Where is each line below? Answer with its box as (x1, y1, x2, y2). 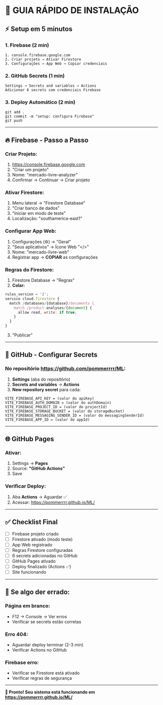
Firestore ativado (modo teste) (12, 536, 73, 542)
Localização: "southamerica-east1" (12, 216, 82, 222)
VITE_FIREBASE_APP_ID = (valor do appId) (5, 417, 90, 422)
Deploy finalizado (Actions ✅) (12, 563, 71, 569)
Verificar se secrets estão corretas (12, 619, 81, 625)
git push (5, 118, 23, 123)
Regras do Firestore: (5, 266, 54, 273)
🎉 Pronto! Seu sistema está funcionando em (5, 689, 96, 695)
